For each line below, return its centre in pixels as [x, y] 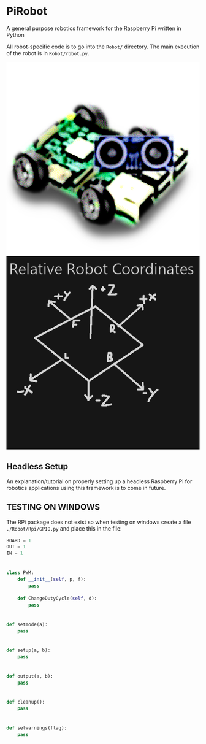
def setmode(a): [27, 624]
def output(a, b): [30, 676]
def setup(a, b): [29, 650]
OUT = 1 [16, 547]
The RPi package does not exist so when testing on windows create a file [99, 522]
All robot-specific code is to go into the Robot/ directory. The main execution [103, 47]
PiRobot [27, 11]
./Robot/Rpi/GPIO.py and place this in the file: [64, 528]
